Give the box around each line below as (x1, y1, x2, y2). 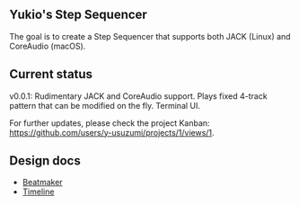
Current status (9, 67, 92, 82)
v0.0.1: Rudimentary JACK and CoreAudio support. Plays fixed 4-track (9, 90, 268, 102)
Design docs (9, 153, 81, 169)
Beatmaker (22, 177, 63, 188)
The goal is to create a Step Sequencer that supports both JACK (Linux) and (9, 31, 291, 41)
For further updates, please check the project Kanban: (9, 117, 210, 129)
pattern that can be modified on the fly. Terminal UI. (9, 100, 200, 111)
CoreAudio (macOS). (9, 40, 86, 51)
